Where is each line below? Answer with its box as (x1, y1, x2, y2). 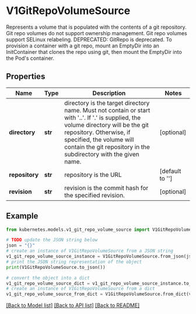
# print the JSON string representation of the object (6, 259, 142, 265)
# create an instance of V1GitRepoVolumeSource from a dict (6, 286, 156, 292)
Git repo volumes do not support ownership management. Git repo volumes (6, 29, 188, 36)
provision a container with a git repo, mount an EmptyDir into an (6, 42, 159, 49)
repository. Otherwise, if (64, 128, 131, 136)
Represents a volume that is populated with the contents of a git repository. (6, 23, 187, 30)
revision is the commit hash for (64, 183, 149, 192)
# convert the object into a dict (6, 275, 90, 281)
